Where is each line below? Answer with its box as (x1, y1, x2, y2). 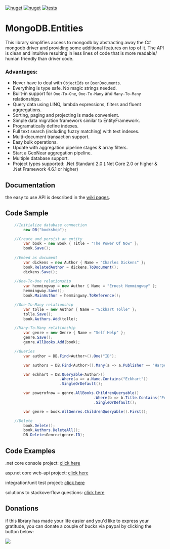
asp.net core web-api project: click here (5, 470, 89, 476)
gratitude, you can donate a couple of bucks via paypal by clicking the (5, 523, 152, 529)
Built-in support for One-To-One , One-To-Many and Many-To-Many (12, 90, 141, 96)
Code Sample (5, 209, 49, 218)
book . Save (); (23, 246, 51, 251)
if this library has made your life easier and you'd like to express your (5, 518, 149, 524)
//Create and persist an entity (14, 236, 82, 241)
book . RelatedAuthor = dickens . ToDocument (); (23, 265, 119, 270)
